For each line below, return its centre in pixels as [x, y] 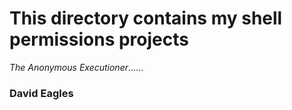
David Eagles [41, 93]
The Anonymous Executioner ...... [76, 67]
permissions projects [99, 39]
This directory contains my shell [146, 18]
